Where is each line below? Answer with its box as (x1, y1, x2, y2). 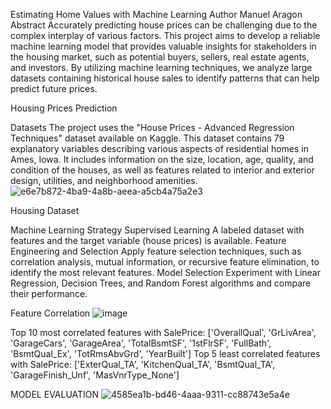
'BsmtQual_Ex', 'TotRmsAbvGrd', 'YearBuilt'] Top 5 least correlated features (10, 348, 321, 359)
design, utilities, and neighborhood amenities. (10, 175, 198, 186)
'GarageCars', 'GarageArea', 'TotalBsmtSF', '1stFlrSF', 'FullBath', (10, 337, 272, 349)
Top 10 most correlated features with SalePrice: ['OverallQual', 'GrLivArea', (10, 327, 317, 338)
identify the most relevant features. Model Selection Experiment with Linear (10, 267, 321, 278)
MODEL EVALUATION (10, 389, 100, 400)
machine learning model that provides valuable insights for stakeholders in (10, 40, 317, 52)
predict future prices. (10, 83, 98, 94)
